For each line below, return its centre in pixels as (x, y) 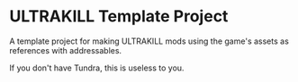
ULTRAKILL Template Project (119, 16)
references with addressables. (66, 50)
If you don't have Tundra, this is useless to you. (97, 68)
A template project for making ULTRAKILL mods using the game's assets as (149, 41)
